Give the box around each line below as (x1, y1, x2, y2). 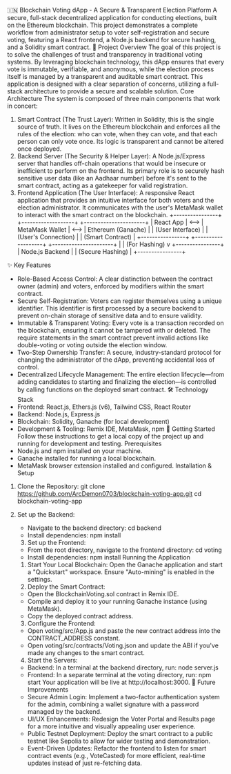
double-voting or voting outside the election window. (17, 341, 168, 349)
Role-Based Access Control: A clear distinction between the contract (17, 275, 213, 283)
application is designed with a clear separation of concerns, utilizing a (7, 80, 206, 88)
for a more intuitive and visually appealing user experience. (27, 722, 196, 730)
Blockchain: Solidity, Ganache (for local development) (17, 418, 170, 425)
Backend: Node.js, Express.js (17, 410, 101, 418)
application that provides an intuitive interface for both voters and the (17, 196, 214, 204)
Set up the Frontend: (27, 539, 86, 546)
